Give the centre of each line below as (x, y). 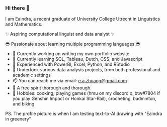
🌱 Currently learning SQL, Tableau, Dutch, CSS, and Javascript (77, 59)
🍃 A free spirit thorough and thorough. (52, 88)
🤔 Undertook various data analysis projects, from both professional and (87, 70)
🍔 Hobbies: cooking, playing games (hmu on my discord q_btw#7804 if (86, 93)
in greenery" (18, 119)
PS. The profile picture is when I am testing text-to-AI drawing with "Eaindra (84, 114)
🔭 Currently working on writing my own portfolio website (71, 54)
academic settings (32, 75)
